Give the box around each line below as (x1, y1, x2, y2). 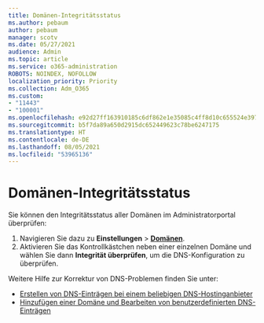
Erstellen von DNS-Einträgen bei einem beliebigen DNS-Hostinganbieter (19, 289, 253, 299)
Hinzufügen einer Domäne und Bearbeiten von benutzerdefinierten (19, 298, 236, 307)
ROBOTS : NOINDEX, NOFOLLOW (8, 70, 97, 78)
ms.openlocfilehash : (8, 114, 76, 122)
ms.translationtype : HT (8, 128, 86, 136)
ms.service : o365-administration (8, 63, 118, 71)
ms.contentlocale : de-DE (8, 135, 90, 144)
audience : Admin (8, 48, 61, 56)
